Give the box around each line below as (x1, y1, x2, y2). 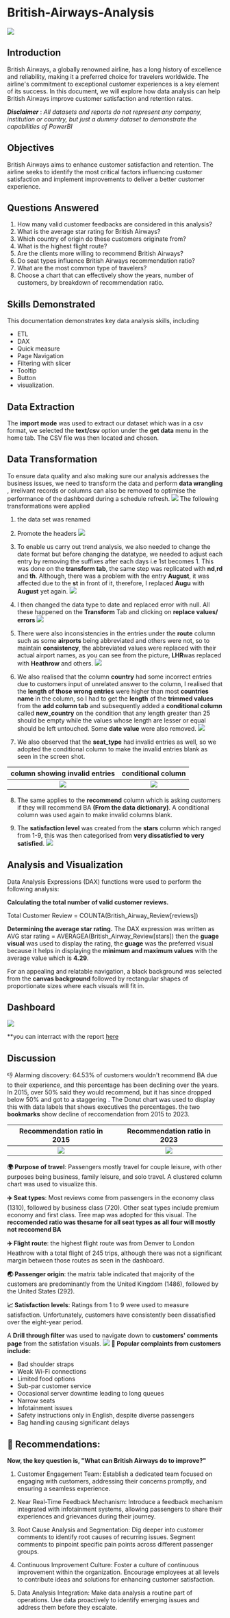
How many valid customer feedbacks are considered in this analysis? (16, 220, 212, 228)
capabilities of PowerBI (7, 122, 73, 130)
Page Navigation (16, 352, 64, 360)
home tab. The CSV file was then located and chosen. (7, 434, 159, 442)
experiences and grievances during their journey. (16, 1512, 156, 1521)
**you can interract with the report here (7, 1033, 119, 1041)
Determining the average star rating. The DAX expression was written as (7, 924, 215, 933)
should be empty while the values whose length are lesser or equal (16, 716, 207, 725)
